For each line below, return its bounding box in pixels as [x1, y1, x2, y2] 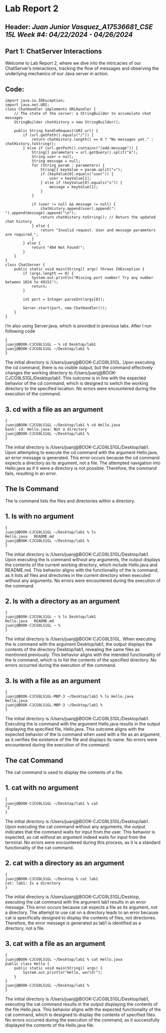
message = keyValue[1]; [49, 185, 98, 190]
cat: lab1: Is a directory [5, 880, 61, 886]
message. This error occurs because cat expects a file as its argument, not [5, 904, 158, 910]
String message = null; [31, 159, 81, 164]
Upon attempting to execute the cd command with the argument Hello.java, [5, 450, 158, 455]
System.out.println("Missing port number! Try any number [31, 275, 154, 281]
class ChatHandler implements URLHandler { [5, 107, 96, 112]
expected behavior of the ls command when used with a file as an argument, [5, 732, 161, 738]
